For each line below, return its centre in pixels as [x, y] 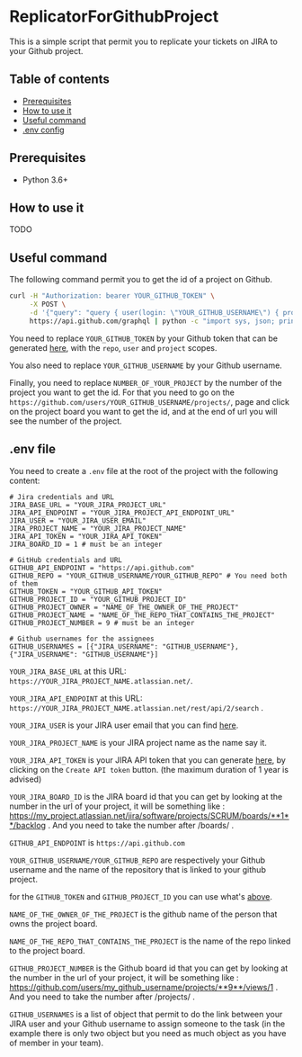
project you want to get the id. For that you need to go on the [122, 392]
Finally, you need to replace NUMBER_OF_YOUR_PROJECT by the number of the [146, 382]
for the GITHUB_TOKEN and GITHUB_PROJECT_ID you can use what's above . [141, 896]
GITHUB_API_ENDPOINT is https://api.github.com [98, 842]
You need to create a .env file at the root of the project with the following [144, 470]
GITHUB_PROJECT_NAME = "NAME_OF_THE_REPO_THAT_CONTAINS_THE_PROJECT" [142, 615]
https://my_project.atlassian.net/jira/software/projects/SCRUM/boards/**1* [149, 815]
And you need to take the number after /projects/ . [102, 997]
